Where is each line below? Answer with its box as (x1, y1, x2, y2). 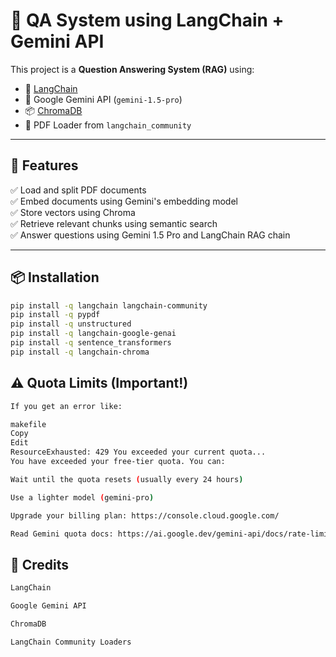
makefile (10, 419, 47, 429)
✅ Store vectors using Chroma (10, 206, 136, 218)
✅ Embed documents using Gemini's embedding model (10, 195, 238, 207)
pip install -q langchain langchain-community (10, 300, 208, 311)
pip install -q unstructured (10, 319, 132, 329)
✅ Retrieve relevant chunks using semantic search (10, 217, 218, 229)
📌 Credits (10, 556, 70, 573)
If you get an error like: (10, 401, 123, 411)
